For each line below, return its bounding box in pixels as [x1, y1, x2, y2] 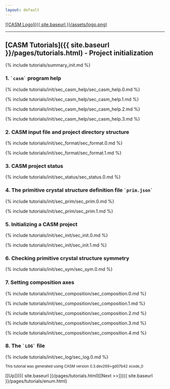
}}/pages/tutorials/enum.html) [5, 378, 67, 384]
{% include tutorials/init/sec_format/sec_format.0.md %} [5, 140, 123, 146]
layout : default [5, 7, 39, 13]
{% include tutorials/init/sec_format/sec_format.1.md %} [5, 150, 122, 156]
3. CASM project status [5, 162, 63, 169]
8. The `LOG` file [5, 342, 45, 349]
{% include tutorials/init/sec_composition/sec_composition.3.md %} [5, 320, 147, 326]
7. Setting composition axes [5, 279, 75, 286]
